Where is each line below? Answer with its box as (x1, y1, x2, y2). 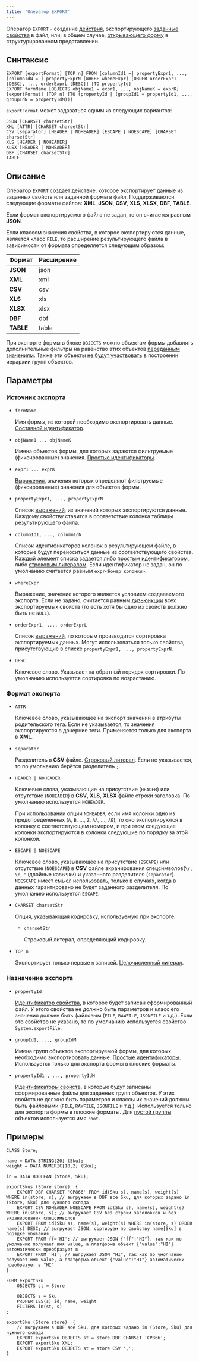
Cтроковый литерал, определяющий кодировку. (23, 936, 147, 943)
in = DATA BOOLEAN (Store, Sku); (6, 1173, 89, 1180)
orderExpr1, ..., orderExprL (14, 622, 87, 628)
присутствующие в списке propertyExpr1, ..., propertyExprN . (14, 645, 173, 652)
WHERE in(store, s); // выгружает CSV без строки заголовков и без (6, 1210, 177, 1216)
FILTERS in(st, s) (17, 1304, 62, 1310)
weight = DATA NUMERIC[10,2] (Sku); (6, 1163, 97, 1169)
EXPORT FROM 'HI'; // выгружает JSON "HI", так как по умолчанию (17, 1252, 182, 1258)
